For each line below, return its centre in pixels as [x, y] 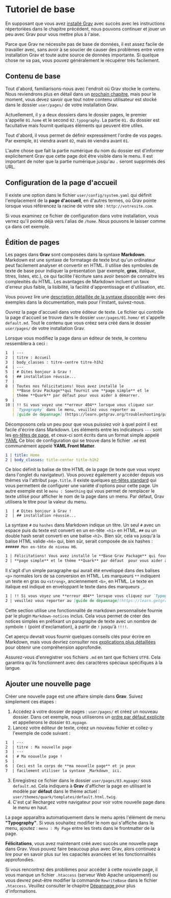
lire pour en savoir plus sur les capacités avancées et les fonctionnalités [81, 854]
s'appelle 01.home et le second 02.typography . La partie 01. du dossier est [82, 120]
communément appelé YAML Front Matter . [50, 445]
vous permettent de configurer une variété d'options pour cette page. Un [82, 486]
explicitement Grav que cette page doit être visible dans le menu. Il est [79, 156]
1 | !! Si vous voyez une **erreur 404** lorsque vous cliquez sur [78, 596]
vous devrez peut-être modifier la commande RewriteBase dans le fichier [81, 880]
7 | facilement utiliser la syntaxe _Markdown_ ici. [64, 771]
